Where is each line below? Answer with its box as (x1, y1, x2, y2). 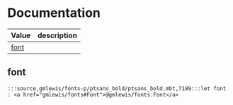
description (38, 30, 78, 40)
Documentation (7, 5, 101, 21)
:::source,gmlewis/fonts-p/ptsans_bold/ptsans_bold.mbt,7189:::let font (7, 85, 227, 92)
